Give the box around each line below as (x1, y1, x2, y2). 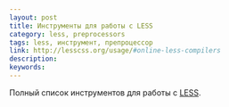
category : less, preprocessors (9, 29, 126, 38)
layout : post (9, 12, 58, 22)
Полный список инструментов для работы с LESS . (9, 86, 201, 98)
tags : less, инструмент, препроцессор (9, 37, 153, 47)
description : (9, 54, 58, 63)
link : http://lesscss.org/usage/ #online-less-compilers (9, 46, 221, 55)
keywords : (9, 63, 46, 72)
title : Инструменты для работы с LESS (9, 21, 153, 30)
